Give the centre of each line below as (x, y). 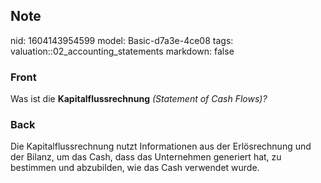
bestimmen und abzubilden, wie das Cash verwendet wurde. (135, 168)
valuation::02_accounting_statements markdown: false (122, 51)
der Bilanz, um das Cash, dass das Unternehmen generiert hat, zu (146, 157)
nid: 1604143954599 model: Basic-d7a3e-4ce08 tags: (122, 40)
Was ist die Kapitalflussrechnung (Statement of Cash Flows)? (139, 99)
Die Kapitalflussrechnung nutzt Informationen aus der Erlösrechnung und (161, 146)
